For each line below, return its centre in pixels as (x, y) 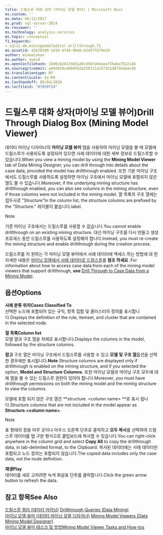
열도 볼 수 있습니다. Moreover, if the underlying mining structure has (72, 183)
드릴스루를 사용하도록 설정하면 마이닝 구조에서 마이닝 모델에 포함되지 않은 (87, 177)
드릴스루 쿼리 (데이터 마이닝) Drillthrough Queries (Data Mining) (67, 510)
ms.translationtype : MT (29, 73)
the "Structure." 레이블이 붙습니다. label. (44, 207)
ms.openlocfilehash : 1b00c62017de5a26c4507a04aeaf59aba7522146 (71, 64)
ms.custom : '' (19, 14)
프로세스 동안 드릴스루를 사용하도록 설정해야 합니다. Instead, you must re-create (81, 238)
